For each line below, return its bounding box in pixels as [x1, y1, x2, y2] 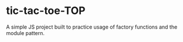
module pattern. [6, 29, 45, 36]
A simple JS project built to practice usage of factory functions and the [6, 23, 178, 30]
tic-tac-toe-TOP [6, 4, 86, 17]
